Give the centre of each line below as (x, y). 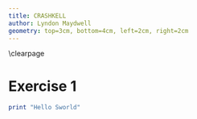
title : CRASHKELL (37, 16)
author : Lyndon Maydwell (50, 23)
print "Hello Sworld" (45, 108)
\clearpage (27, 54)
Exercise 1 (43, 86)
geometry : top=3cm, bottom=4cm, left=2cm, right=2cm (98, 31)
